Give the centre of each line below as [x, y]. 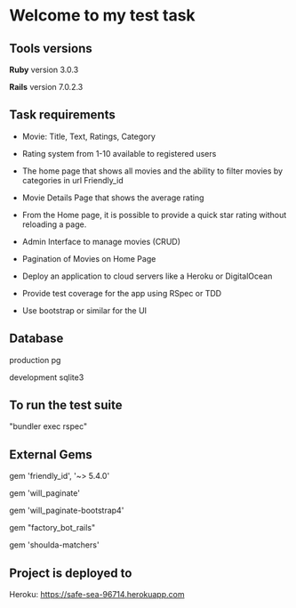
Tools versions [51, 49]
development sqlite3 [47, 377]
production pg [35, 360]
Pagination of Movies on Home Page [89, 258]
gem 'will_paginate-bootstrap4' [67, 511]
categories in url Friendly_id [73, 180]
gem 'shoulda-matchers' [54, 545]
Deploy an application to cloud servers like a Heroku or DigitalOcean [147, 276]
